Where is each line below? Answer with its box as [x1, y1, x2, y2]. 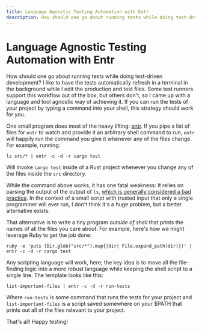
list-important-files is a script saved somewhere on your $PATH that [6, 300, 182, 308]
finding [6, 265, 24, 273]
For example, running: [6, 142, 61, 149]
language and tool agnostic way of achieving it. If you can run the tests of [6, 98, 188, 106]
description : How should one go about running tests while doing [6, 14, 173, 20]
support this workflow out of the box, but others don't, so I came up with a [6, 92, 191, 99]
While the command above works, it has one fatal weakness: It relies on [6, 182, 184, 189]
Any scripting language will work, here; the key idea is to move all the [6, 259, 178, 266]
